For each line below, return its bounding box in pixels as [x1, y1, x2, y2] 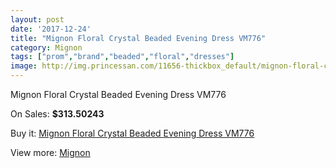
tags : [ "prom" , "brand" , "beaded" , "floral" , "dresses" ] [10, 52, 235, 62]
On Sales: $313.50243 [10, 108, 105, 120]
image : [10, 61, 38, 71]
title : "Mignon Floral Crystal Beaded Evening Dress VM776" [10, 33, 267, 43]
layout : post [10, 14, 65, 25]
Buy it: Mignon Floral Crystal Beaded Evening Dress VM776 [10, 127, 255, 139]
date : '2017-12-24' [10, 24, 92, 34]
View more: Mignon [10, 147, 91, 158]
